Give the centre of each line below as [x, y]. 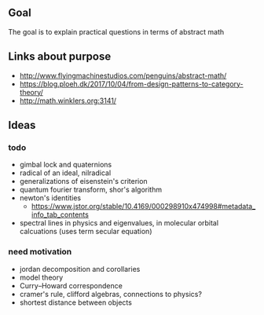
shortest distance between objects [75, 302]
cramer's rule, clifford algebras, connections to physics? [111, 294]
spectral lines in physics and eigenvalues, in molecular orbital [119, 223]
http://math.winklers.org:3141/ [68, 101]
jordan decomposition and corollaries [80, 269]
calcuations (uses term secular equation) [86, 232]
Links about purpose [60, 57]
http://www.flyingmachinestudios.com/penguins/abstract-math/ [123, 75]
